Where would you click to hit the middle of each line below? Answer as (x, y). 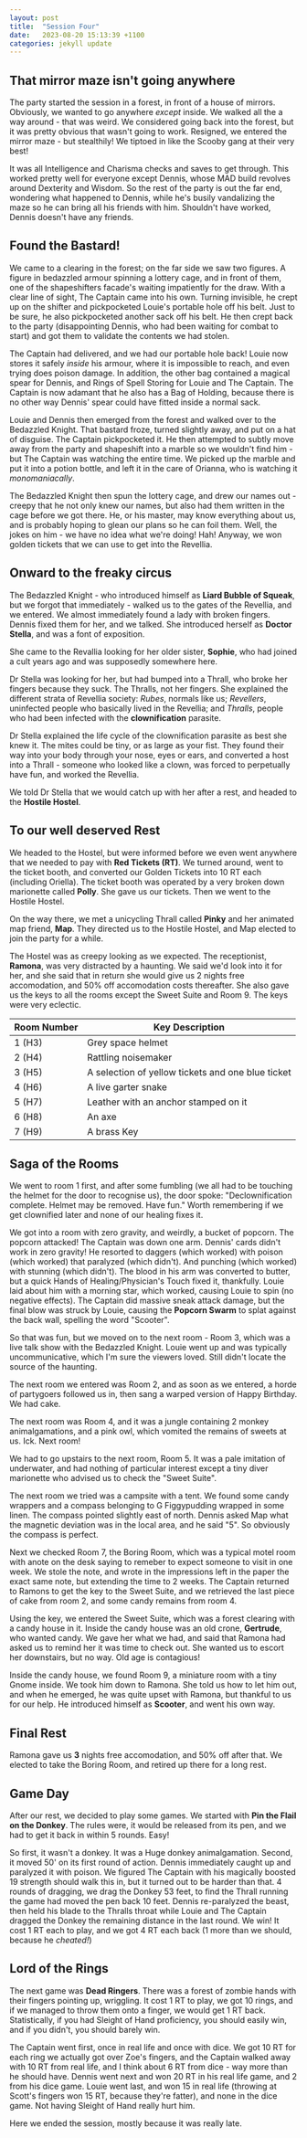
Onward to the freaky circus (90, 573)
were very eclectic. (46, 1004)
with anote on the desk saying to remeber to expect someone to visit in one (151, 1562)
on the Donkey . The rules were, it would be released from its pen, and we (148, 1825)
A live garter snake (127, 1086)
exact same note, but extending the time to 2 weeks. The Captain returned (149, 1582)
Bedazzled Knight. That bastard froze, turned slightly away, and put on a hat (153, 429)
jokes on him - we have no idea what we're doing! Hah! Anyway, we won (146, 534)
